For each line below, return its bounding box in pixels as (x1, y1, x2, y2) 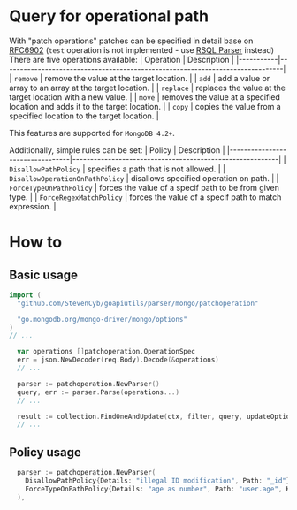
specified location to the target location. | (9, 110, 159, 121)
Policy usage (9, 445, 82, 460)
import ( (9, 290, 42, 300)
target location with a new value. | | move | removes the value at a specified (9, 91, 281, 103)
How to (9, 232, 63, 253)
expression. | (9, 201, 57, 211)
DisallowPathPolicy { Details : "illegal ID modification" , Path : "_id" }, (25, 476, 294, 485)
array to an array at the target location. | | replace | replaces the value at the (9, 82, 286, 93)
